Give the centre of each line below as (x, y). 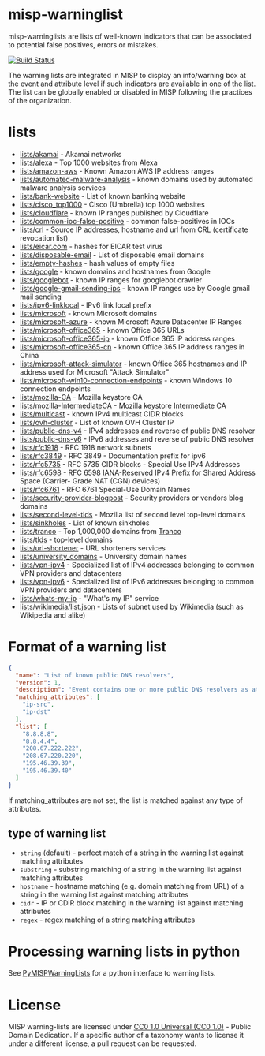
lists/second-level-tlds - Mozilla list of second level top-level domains (132, 514)
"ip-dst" (37, 712)
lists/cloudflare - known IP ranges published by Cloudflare (114, 213)
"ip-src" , (39, 705)
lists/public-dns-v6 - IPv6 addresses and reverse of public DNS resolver (137, 438)
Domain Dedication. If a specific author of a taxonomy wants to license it (126, 1035)
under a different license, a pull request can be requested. (103, 1043)
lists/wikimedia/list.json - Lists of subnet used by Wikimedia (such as (131, 606)
